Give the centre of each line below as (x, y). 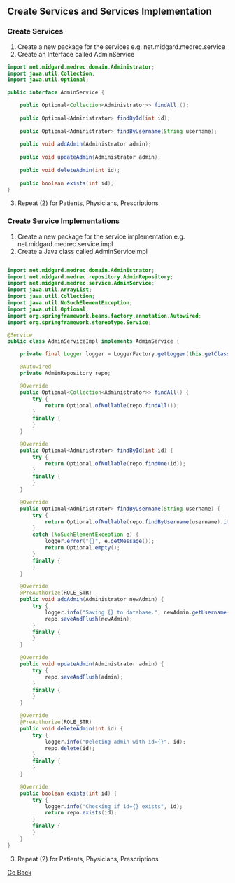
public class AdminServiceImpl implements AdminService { (93, 341)
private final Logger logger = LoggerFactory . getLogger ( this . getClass (125, 354)
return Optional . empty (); (82, 548)
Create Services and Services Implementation (109, 12)
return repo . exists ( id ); (81, 813)
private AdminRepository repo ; (65, 374)
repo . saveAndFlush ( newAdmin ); (88, 619)
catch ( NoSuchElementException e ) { (86, 535)
